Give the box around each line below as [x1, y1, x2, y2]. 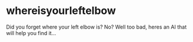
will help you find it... [6, 29, 56, 36]
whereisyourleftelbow [6, 4, 117, 17]
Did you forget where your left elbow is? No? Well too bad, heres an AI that [6, 23, 187, 30]
